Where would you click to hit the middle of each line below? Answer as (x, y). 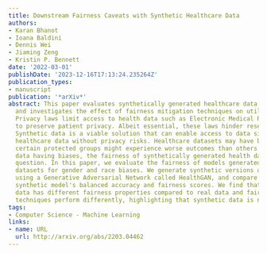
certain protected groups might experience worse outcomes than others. (138, 148)
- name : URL (28, 230)
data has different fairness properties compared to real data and (130, 192)
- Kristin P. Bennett (44, 60)
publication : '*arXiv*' (48, 97)
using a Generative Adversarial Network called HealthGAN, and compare (137, 178)
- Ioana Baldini (35, 38)
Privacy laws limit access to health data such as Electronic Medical (135, 119)
